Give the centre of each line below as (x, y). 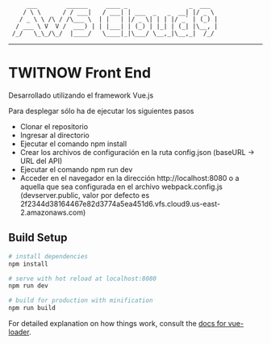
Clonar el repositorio (54, 126)
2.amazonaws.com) (53, 212)
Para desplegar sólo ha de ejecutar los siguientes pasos (101, 111)
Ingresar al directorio (55, 135)
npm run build (32, 308)
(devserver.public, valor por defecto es (85, 195)
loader (19, 332)
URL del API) (41, 161)
